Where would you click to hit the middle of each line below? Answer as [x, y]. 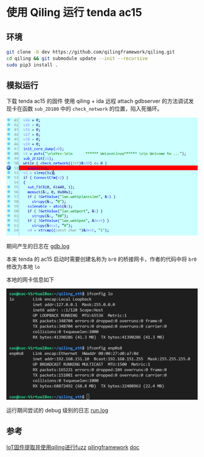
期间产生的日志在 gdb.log [38, 246]
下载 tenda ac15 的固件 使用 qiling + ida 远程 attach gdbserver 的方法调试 [97, 101]
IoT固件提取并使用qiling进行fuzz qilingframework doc [73, 447]
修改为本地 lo [23, 266]
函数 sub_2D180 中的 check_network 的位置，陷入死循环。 [92, 109]
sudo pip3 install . [32, 65]
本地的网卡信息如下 [30, 279]
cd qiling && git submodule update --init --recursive [77, 58]
